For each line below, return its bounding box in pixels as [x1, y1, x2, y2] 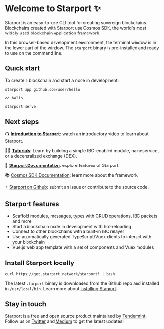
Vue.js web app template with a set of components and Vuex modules [12, 244, 154, 250]
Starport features [5, 200, 60, 208]
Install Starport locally [5, 259, 75, 267]
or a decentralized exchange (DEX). [5, 153, 77, 159]
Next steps [5, 118, 39, 126]
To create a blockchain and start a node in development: [5, 77, 119, 83]
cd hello [5, 96, 23, 100]
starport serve [5, 104, 36, 109]
